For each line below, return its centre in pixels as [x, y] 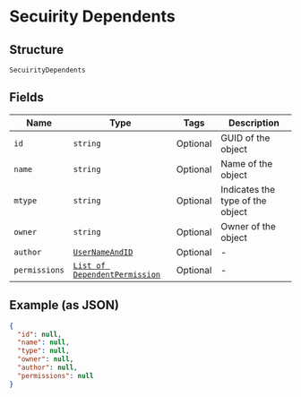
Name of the [247, 163]
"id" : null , [40, 334]
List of [89, 265]
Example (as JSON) [64, 305]
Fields [27, 97]
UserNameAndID [103, 252]
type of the [244, 201]
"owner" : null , [46, 359]
